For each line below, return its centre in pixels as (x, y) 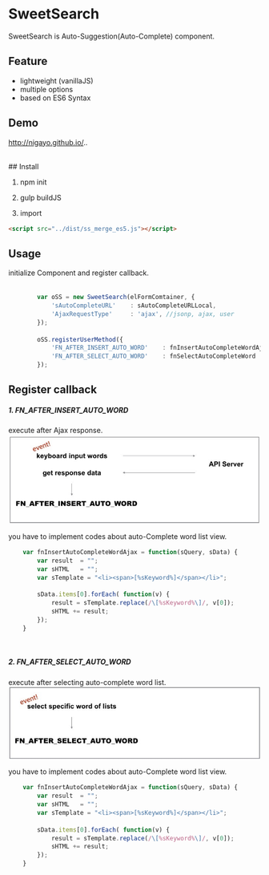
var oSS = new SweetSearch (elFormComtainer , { (116, 298)
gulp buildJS (40, 197)
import (31, 213)
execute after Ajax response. (56, 431)
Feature (28, 61)
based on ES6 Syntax (55, 98)
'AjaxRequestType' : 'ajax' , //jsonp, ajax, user (143, 314)
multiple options (46, 89)
